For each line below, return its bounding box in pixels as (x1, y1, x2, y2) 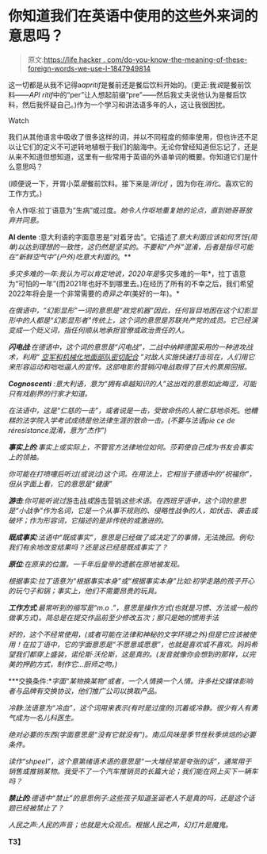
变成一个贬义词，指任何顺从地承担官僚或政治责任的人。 (8, 325, 189, 335)
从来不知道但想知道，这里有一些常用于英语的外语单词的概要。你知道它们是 (8, 151, 251, 161)
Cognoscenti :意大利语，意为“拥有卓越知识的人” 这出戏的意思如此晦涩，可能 (8, 378, 257, 389)
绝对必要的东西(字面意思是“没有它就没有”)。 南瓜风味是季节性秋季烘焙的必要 (8, 730, 256, 739)
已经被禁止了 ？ (14, 802, 64, 813)
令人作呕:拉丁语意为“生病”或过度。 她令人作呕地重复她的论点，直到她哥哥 (8, 205, 246, 215)
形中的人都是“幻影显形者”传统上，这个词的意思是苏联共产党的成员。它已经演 (8, 315, 258, 325)
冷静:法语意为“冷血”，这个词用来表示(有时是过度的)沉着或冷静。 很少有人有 (8, 703, 251, 712)
